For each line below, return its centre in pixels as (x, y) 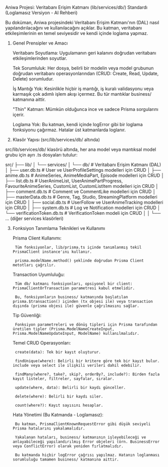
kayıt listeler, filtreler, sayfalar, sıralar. (63, 379)
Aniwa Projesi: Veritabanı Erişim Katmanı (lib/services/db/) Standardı (76, 7)
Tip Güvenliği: (27, 315)
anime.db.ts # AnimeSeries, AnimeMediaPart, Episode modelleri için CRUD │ (85, 175)
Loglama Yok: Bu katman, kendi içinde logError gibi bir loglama (77, 124)
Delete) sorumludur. (33, 79)
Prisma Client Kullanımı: (37, 238)
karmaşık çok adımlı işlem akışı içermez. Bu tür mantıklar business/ (82, 94)
